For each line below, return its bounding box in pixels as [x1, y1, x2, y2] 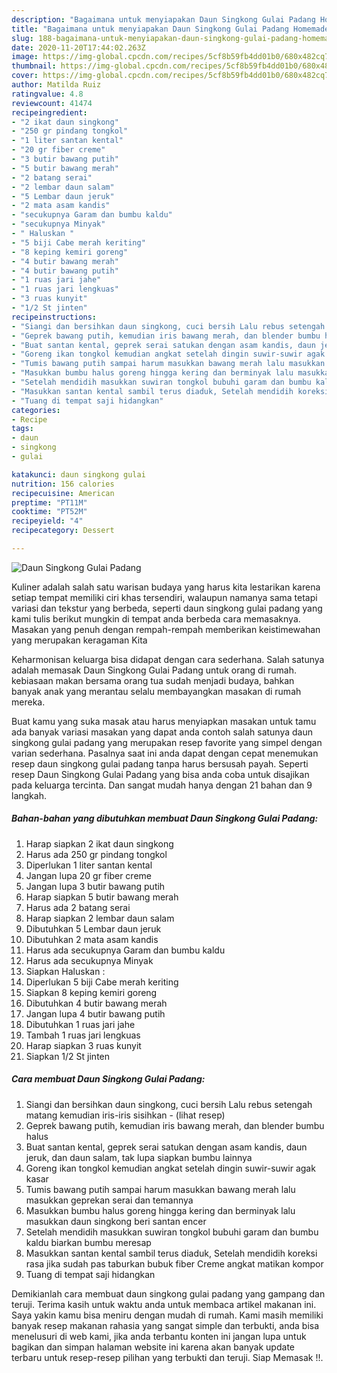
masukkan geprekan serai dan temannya [25, 1194, 194, 1206]
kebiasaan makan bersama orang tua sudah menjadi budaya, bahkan [11, 674, 295, 686]
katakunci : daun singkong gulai [11, 469, 146, 480]
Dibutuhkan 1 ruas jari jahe [25, 1018, 136, 1030]
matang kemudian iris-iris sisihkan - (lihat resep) [25, 1109, 226, 1121]
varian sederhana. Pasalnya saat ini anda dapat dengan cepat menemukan [11, 747, 319, 759]
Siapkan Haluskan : [25, 965, 106, 977]
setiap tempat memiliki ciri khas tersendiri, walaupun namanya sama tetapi [11, 591, 318, 603]
